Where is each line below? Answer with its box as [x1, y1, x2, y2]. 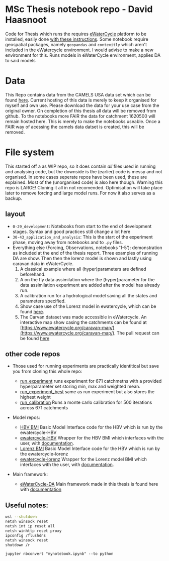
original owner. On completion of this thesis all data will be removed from [5, 107, 156, 114]
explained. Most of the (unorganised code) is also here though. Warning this [5, 179, 163, 185]
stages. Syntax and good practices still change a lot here [12, 229, 131, 235]
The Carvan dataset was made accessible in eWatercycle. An [20, 314, 147, 320]
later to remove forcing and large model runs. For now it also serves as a [5, 190, 155, 196]
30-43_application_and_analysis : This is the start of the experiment [12, 234, 153, 240]
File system [5, 147, 54, 158]
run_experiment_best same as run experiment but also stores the [20, 389, 155, 395]
